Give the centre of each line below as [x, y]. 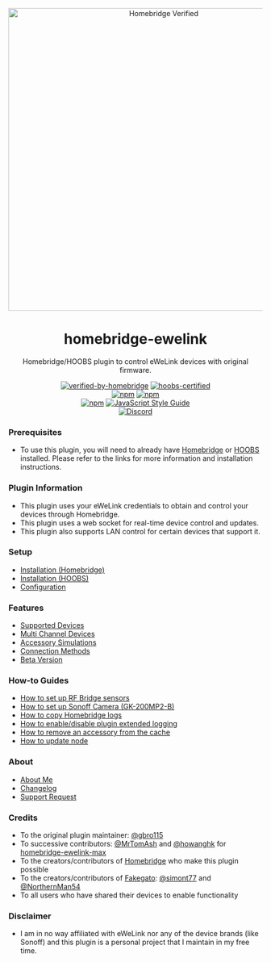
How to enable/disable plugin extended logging [98, 724]
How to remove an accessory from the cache [95, 732]
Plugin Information [46, 488]
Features [26, 608]
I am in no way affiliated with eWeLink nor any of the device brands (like [140, 934]
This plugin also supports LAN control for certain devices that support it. [140, 531]
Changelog [38, 788]
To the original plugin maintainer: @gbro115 [92, 835]
